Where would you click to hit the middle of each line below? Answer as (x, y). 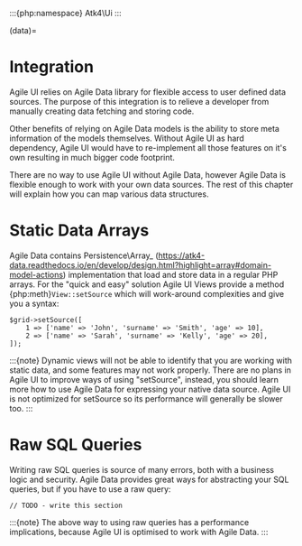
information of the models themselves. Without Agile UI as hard (127, 138)
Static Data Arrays (79, 231)
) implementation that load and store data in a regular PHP (170, 274)
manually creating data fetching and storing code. (102, 111)
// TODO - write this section (66, 505)
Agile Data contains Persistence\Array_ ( (84, 255)
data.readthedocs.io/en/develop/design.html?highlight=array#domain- (141, 264)
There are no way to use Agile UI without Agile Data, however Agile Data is (148, 174)
